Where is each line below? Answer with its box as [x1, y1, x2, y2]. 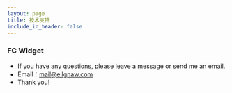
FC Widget [7, 46, 44, 56]
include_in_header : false [7, 23, 82, 30]
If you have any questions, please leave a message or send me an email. [17, 62, 226, 70]
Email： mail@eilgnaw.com [17, 70, 93, 78]
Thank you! [17, 78, 50, 86]
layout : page [7, 10, 45, 17]
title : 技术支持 [7, 17, 50, 24]
